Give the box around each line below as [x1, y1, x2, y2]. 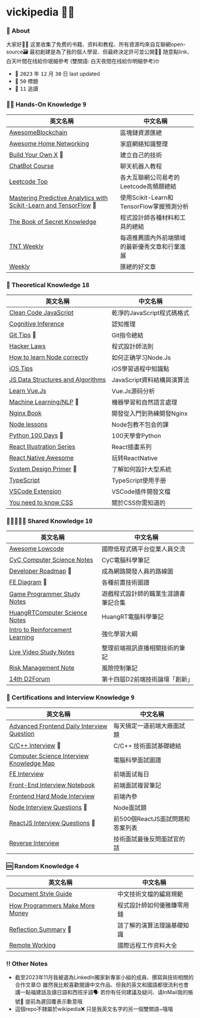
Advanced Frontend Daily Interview [9, 722, 108, 730]
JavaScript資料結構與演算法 [111, 376, 189, 384]
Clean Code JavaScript [9, 309, 74, 317]
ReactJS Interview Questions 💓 [9, 818, 96, 827]
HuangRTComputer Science [9, 609, 87, 617]
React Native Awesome [9, 454, 74, 462]
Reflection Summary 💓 [9, 925, 71, 933]
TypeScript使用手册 [111, 477, 167, 485]
